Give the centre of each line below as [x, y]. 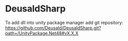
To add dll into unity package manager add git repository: [64, 22]
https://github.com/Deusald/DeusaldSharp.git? [53, 27]
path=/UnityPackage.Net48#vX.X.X [42, 33]
